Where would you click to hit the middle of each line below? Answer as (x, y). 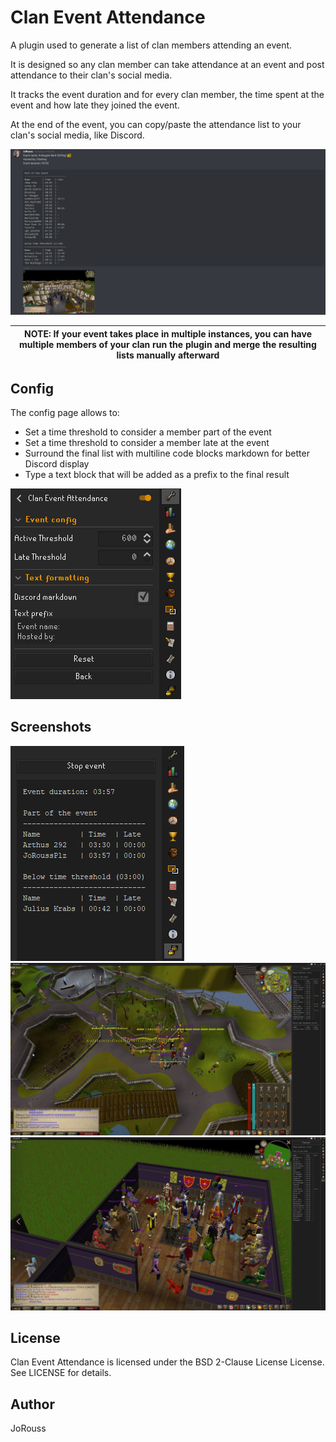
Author (32, 1404)
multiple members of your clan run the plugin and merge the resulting (168, 344)
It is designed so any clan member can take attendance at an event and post (167, 64)
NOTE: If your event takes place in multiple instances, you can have (168, 333)
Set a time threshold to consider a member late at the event (147, 443)
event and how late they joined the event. (95, 105)
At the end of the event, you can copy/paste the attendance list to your (156, 124)
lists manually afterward (168, 355)
